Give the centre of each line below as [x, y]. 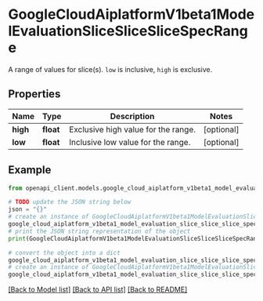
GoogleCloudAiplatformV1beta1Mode [131, 15]
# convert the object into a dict [65, 252]
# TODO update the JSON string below [70, 202]
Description [132, 116]
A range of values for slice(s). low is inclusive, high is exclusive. [110, 69]
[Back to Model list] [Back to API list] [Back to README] [98, 290]
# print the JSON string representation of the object [99, 231]
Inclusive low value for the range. [130, 142]
